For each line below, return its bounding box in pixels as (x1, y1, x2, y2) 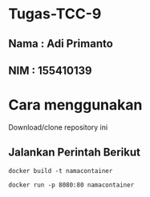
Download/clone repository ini (8, 122, 108, 132)
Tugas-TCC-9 (8, 5, 102, 23)
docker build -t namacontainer (8, 167, 113, 175)
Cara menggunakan (8, 96, 143, 115)
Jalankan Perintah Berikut (8, 146, 140, 159)
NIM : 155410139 (8, 63, 92, 77)
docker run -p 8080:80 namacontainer (8, 181, 135, 189)
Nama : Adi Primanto (8, 37, 114, 50)
